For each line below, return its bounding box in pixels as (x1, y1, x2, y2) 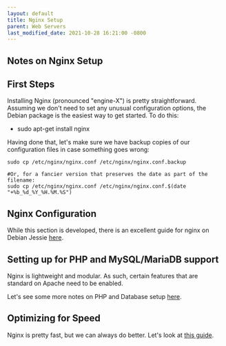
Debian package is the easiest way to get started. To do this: (7, 111, 179, 119)
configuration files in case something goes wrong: (7, 146, 150, 154)
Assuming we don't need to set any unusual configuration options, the (7, 104, 207, 113)
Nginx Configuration (7, 208, 97, 220)
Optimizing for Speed (7, 312, 101, 325)
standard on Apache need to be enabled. (7, 279, 123, 287)
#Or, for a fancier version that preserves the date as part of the (7, 171, 208, 178)
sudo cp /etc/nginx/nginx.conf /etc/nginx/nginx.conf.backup (7, 159, 187, 166)
